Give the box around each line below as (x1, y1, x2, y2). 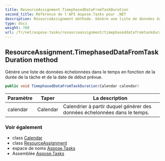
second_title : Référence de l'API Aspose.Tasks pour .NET (5, 12, 126, 17)
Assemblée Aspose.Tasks (12, 150, 65, 156)
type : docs (5, 21, 27, 26)
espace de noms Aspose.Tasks (12, 145, 76, 151)
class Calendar (12, 134, 43, 140)
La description (93, 94, 128, 101)
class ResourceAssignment (12, 140, 67, 146)
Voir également (5, 124, 43, 131)
